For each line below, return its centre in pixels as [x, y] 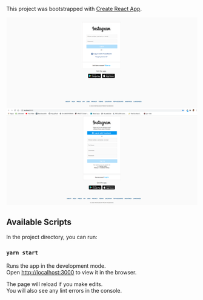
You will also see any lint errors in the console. [64, 290]
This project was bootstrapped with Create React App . [74, 9]
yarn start [22, 253]
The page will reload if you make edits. [55, 284]
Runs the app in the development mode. [56, 266]
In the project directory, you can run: [52, 237]
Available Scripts [39, 222]
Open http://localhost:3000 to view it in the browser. [72, 272]
